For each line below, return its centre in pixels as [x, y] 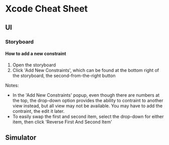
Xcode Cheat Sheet [47, 9]
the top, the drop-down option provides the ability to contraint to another [88, 100]
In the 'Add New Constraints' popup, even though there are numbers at [86, 95]
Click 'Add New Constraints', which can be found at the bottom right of [86, 70]
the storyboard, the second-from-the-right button [64, 76]
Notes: [12, 85]
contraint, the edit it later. [38, 111]
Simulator [21, 138]
